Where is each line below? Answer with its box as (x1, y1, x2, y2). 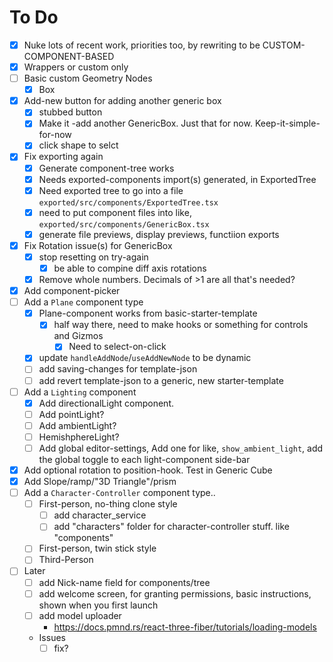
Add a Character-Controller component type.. (23, 487, 216, 499)
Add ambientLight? (38, 419, 117, 431)
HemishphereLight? (38, 431, 120, 443)
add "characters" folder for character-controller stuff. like (53, 521, 290, 533)
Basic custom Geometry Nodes (23, 72, 153, 85)
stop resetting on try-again (38, 251, 149, 263)
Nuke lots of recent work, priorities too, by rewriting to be (23, 39, 261, 51)
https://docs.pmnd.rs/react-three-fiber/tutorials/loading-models (53, 621, 317, 633)
